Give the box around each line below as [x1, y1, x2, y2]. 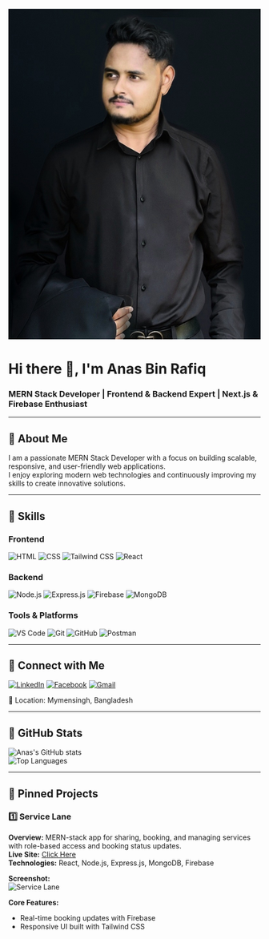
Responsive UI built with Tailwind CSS [19, 921, 146, 931]
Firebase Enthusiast [8, 398, 88, 409]
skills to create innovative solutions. [8, 478, 126, 489]
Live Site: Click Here [8, 849, 76, 859]
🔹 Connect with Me [8, 659, 106, 672]
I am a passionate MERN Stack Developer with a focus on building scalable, [8, 453, 258, 463]
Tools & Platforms [8, 610, 78, 621]
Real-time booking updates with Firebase [19, 913, 156, 922]
